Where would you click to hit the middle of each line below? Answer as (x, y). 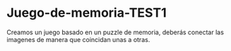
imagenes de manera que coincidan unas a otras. (78, 39)
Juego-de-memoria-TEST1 (87, 13)
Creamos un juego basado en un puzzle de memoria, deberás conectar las (115, 32)
